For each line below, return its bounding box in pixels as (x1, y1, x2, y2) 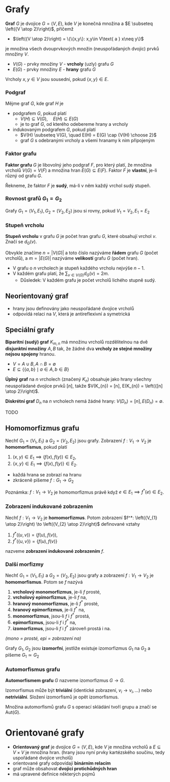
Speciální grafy (5, 325, 54, 334)
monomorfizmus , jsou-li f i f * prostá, (12, 612, 91, 619)
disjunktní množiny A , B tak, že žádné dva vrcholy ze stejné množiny (5, 345, 153, 352)
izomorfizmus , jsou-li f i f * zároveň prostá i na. (12, 625, 111, 632)
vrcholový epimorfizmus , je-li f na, (12, 594, 88, 600)
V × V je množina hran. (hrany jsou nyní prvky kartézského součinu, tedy (12, 749, 165, 755)
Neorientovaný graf (5, 292, 69, 301)
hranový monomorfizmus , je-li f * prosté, (12, 600, 99, 607)
